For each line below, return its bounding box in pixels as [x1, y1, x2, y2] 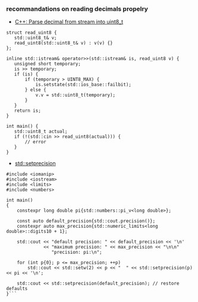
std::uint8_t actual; [14, 128, 68, 135]
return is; [14, 108, 42, 114]
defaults [6, 286, 28, 292]
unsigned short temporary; [14, 61, 81, 67]
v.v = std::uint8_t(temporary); [35, 92, 116, 98]
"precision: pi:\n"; [51, 249, 102, 256]
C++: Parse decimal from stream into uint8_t [14, 18, 124, 26]
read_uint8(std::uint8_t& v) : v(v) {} [14, 40, 113, 46]
